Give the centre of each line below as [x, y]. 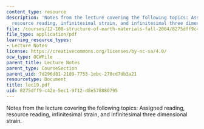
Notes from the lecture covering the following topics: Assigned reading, [96, 108]
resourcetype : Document [36, 79]
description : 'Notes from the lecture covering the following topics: [97, 18]
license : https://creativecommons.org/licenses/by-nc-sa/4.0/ [87, 51]
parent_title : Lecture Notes [43, 62]
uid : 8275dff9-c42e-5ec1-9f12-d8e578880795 [62, 91]
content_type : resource [36, 12]
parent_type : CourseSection [42, 68]
